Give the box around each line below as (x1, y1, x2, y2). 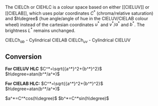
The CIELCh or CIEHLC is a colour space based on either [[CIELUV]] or (5, 4, 150, 10)
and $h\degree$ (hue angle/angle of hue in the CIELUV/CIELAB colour (5, 15, 149, 21)
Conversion (5, 53, 42, 61)
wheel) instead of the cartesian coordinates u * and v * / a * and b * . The (5, 21, 145, 28)
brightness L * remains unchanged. (5, 27, 76, 34)
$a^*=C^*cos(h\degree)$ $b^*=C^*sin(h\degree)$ (5, 95, 109, 101)
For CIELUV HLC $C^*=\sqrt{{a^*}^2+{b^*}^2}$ (5, 66, 103, 71)
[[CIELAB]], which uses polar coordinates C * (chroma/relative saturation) (5, 9, 154, 16)
